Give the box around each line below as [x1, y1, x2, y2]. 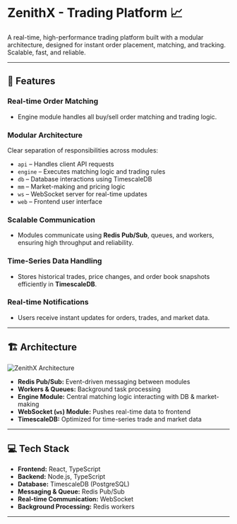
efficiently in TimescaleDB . [17, 280, 97, 288]
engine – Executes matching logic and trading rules [17, 167, 166, 176]
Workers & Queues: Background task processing [17, 385, 161, 393]
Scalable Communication [7, 215, 96, 225]
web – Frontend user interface [17, 197, 102, 206]
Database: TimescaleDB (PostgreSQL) [17, 480, 130, 489]
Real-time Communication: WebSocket [17, 495, 134, 504]
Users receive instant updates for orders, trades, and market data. [17, 313, 210, 321]
